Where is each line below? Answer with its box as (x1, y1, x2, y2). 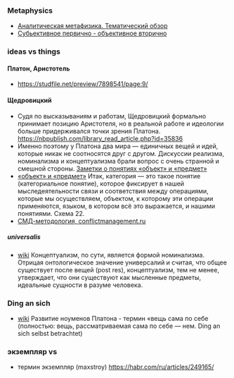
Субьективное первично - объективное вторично (17, 29, 167, 37)
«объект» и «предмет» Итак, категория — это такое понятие (17, 171, 201, 180)
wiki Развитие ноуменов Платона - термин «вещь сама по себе (17, 314, 209, 322)
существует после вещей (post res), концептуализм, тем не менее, (17, 265, 220, 274)
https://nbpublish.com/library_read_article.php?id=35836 (17, 134, 183, 142)
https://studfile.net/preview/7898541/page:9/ (17, 80, 149, 88)
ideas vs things (7, 47, 61, 56)
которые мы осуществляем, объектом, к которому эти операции (17, 194, 214, 202)
